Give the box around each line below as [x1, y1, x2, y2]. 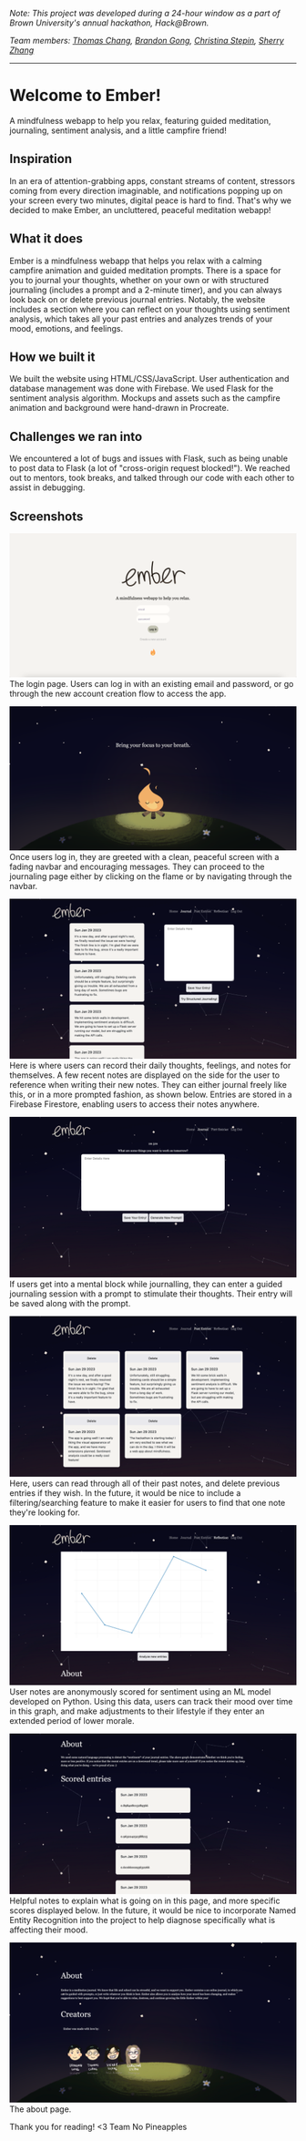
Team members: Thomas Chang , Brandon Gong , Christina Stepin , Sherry [9, 36, 284, 46]
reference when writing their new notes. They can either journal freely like [9, 1080, 287, 1091]
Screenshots [9, 508, 84, 524]
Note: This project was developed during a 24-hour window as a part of [9, 8, 280, 18]
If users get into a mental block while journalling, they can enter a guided [9, 1279, 282, 1290]
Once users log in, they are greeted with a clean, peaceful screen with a [9, 851, 280, 862]
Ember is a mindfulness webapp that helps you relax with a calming [9, 255, 262, 266]
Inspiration [9, 151, 73, 167]
